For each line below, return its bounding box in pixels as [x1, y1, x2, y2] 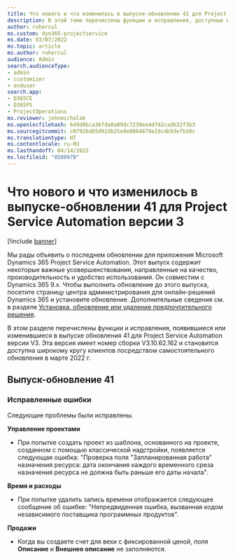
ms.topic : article [7, 43, 61, 50]
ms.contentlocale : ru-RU [7, 141, 80, 148]
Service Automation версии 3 [7, 214, 184, 230]
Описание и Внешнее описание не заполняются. [17, 544, 166, 553]
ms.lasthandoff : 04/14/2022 [7, 147, 90, 154]
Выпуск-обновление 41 [7, 374, 114, 386]
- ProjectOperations [7, 108, 68, 115]
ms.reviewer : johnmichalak [7, 114, 86, 121]
